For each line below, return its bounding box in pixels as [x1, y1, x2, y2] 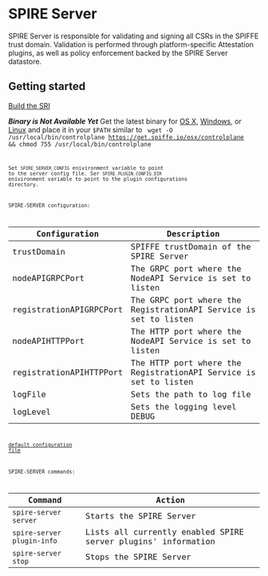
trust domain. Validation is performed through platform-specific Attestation [8, 39, 254, 49]
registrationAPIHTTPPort [12, 368, 124, 378]
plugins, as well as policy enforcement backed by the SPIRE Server [8, 48, 228, 57]
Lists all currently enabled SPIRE [85, 527, 245, 537]
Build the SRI [8, 101, 50, 110]
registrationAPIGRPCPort [12, 305, 124, 315]
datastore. [8, 57, 42, 66]
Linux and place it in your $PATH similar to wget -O [8, 124, 173, 134]
